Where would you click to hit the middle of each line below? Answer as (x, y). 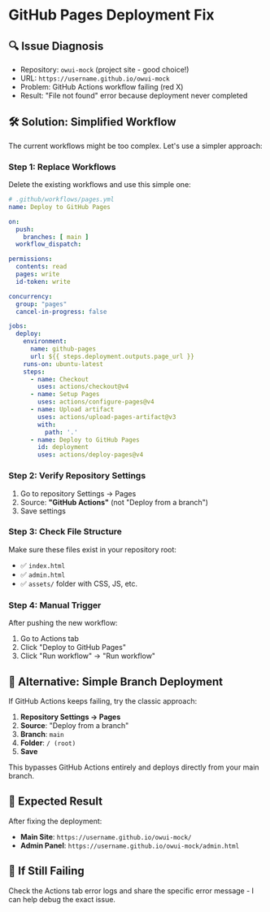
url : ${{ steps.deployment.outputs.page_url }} (112, 356)
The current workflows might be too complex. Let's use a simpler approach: (135, 146)
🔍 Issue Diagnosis (56, 46)
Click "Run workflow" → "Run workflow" (88, 656)
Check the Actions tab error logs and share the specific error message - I (131, 890)
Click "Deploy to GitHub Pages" (73, 648)
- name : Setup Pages (65, 395)
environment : (45, 342)
